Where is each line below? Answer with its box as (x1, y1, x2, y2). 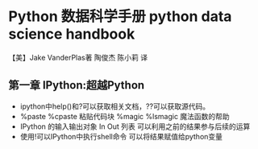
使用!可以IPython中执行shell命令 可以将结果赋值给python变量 (19, 131, 223, 141)
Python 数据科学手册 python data (8, 7, 232, 26)
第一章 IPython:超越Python (8, 78, 145, 93)
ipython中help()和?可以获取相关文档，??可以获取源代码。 (19, 101, 210, 111)
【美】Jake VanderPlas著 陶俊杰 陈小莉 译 (8, 52, 148, 62)
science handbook (8, 25, 135, 43)
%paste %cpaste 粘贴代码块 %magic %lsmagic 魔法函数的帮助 (19, 111, 230, 121)
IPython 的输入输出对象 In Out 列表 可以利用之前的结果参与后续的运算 (19, 122, 251, 131)
